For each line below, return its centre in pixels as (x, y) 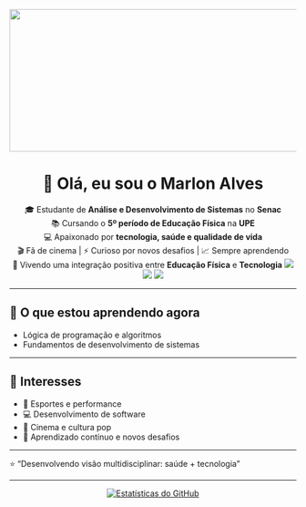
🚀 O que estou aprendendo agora (105, 313)
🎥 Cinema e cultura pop (67, 427)
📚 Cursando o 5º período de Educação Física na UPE (153, 222)
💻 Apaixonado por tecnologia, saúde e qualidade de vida (153, 236)
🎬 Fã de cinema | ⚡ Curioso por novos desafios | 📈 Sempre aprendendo (153, 250)
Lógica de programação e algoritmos (92, 335)
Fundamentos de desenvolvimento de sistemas (111, 344)
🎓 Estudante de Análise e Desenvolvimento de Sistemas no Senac (153, 209)
